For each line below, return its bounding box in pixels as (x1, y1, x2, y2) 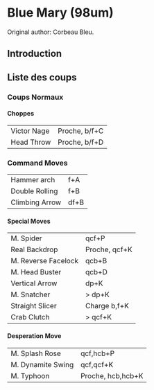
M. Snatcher (10, 290, 51, 299)
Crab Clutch (10, 312, 50, 322)
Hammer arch (10, 175, 55, 185)
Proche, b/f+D (58, 137, 104, 147)
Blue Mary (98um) (7, 5, 114, 21)
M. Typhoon (10, 371, 50, 380)
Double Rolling (10, 186, 58, 196)
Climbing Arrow (10, 197, 62, 207)
